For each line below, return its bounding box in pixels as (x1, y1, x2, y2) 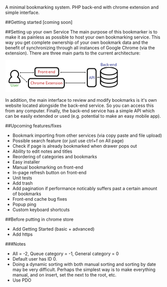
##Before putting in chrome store (5, 217, 74, 222)
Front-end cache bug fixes (12, 196, 67, 202)
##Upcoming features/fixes (5, 123, 62, 129)
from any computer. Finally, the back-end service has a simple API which (5, 108, 155, 114)
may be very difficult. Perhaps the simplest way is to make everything (12, 267, 156, 273)
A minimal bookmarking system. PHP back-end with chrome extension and (5, 4, 159, 10)
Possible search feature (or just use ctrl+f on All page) (12, 138, 124, 144)
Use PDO (12, 277, 31, 283)
